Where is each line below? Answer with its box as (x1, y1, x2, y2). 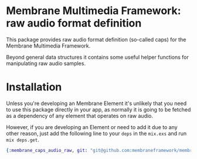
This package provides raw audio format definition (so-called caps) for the (6, 36, 186, 43)
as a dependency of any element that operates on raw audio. (6, 112, 154, 119)
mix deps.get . (6, 136, 39, 143)
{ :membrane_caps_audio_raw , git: (6, 147, 88, 153)
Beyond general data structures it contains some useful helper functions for (6, 53, 189, 60)
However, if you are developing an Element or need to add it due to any (6, 123, 178, 130)
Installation (6, 80, 62, 94)
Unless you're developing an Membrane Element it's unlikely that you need (6, 100, 186, 107)
